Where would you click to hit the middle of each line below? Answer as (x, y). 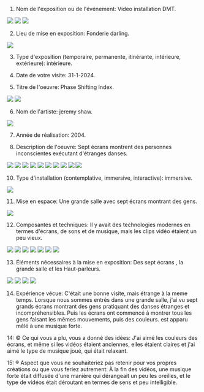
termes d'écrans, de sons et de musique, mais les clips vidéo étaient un (106, 231)
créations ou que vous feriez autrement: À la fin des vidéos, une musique (99, 369)
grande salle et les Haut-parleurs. (58, 269)
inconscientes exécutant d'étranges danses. (72, 153)
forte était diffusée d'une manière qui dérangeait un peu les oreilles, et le (99, 376)
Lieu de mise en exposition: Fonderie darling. (73, 33)
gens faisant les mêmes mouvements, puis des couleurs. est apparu (102, 319)
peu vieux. (29, 238)
